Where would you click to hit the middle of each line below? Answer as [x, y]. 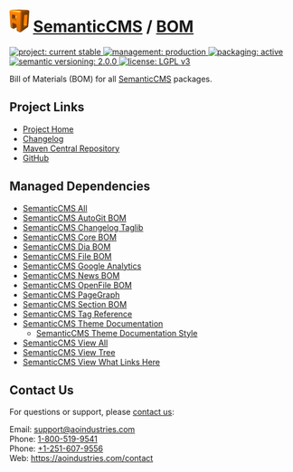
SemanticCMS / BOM [113, 27]
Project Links [47, 107]
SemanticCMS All [55, 208]
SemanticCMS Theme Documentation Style [117, 333]
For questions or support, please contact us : [92, 412]
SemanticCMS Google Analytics [82, 266]
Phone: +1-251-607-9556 [57, 448]
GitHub [36, 157]
